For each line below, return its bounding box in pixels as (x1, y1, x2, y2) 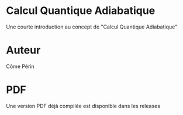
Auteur (6, 44, 41, 57)
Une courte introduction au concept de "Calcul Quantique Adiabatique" (6, 23, 178, 30)
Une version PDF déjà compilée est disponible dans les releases (6, 102, 161, 109)
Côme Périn (6, 63, 35, 70)
